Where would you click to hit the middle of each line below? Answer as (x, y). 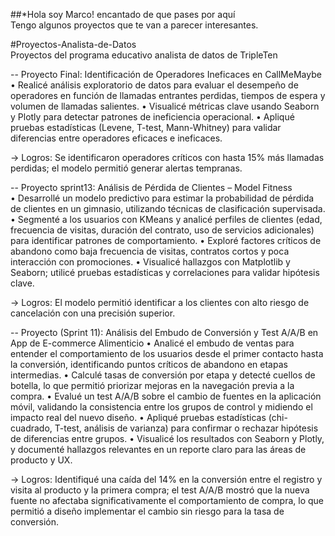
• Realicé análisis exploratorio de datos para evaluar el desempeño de (154, 85)
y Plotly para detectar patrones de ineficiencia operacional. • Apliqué (152, 117)
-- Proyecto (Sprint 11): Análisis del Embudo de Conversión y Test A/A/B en (164, 332)
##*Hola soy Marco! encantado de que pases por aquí (123, 14)
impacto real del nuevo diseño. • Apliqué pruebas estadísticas (138, 417)
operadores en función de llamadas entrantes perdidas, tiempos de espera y (168, 95)
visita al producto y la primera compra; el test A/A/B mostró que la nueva (160, 490)
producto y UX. (41, 460)
